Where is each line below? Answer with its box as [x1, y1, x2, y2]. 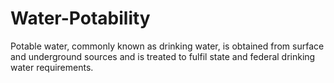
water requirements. [10, 61, 94, 73]
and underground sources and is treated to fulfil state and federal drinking [10, 50, 316, 62]
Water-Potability [10, 7, 151, 30]
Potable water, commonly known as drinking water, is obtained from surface [10, 40, 325, 52]
